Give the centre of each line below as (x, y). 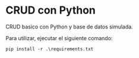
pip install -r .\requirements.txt (50, 49)
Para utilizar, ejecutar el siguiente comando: (59, 38)
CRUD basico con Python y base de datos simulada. (69, 27)
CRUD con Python (50, 10)
